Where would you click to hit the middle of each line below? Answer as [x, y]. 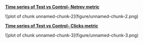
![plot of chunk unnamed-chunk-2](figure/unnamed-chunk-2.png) [72, 16]
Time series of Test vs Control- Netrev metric [52, 7]
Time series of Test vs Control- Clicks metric [52, 26]
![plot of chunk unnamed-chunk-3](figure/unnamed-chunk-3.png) [72, 35]
